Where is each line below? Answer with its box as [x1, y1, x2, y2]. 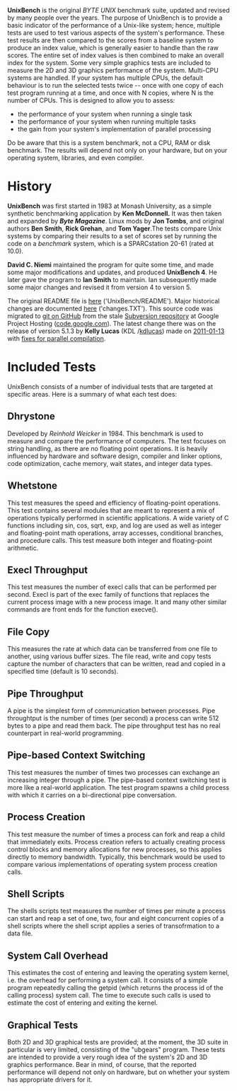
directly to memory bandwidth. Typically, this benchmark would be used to [7, 852, 225, 861]
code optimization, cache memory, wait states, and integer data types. [7, 459, 213, 467]
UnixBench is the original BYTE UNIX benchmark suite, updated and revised [7, 6, 230, 14]
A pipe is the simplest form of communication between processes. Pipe [7, 706, 216, 715]
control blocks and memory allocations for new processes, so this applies [7, 845, 222, 853]
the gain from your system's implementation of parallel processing [17, 125, 212, 133]
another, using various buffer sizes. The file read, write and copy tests [7, 652, 212, 660]
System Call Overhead [7, 950, 108, 962]
